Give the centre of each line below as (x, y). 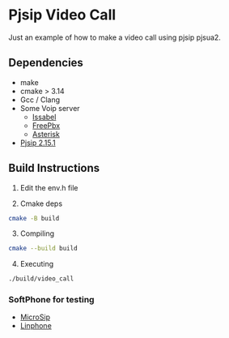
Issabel (44, 117)
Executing (37, 264)
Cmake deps (41, 203)
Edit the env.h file (49, 187)
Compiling (37, 233)
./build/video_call (41, 279)
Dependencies (46, 63)
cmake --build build (43, 249)
